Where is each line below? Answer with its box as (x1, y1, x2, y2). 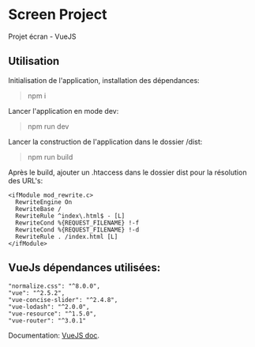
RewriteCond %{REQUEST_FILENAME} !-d (15, 225, 140, 234)
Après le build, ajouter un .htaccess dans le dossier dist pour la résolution (8, 168, 247, 177)
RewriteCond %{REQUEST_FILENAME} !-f (15, 219, 140, 227)
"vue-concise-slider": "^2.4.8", (8, 296, 118, 304)
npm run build (27, 152, 73, 161)
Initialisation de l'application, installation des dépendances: (8, 75, 200, 85)
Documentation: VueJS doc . (8, 330, 100, 340)
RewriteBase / (15, 205, 62, 213)
